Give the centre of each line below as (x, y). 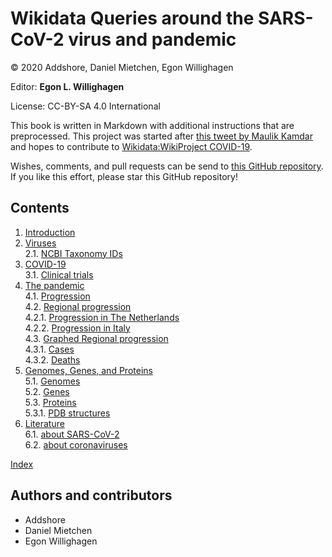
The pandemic (54, 285)
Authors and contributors (91, 495)
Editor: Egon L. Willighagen (67, 86)
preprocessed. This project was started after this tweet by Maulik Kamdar (161, 136)
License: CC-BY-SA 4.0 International (85, 106)
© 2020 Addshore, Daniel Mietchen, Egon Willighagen (122, 67)
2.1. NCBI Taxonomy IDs (73, 253)
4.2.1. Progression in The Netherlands (102, 317)
